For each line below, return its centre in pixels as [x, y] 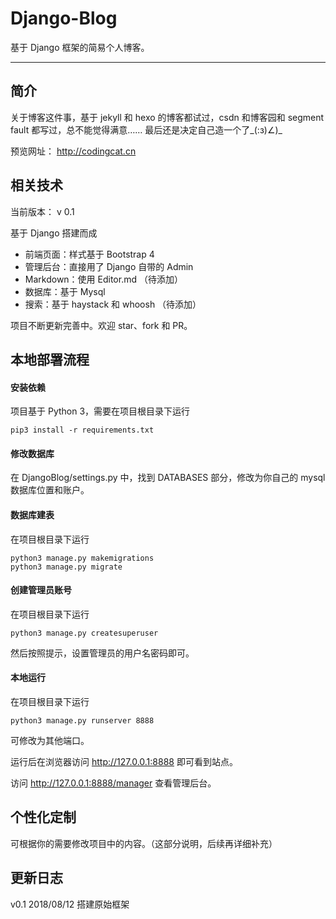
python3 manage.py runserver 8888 [82, 720]
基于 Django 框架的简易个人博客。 [80, 47]
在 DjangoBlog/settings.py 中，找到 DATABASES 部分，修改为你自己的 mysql [168, 478]
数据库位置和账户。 [50, 490]
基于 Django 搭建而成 [54, 233]
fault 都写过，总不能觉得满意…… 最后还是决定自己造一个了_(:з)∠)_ [146, 129]
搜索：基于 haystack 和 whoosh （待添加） [113, 304]
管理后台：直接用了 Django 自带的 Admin [109, 266]
